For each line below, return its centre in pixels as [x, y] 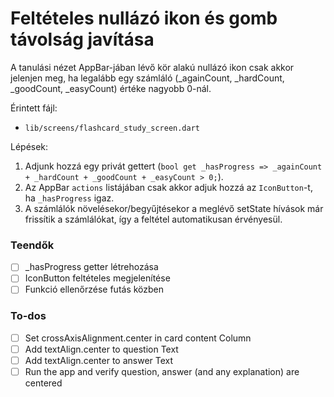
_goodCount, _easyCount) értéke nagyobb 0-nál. [111, 88]
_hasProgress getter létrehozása [91, 267]
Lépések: [29, 146]
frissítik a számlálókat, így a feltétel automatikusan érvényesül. [153, 219]
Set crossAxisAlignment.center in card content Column [138, 338]
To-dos [28, 316]
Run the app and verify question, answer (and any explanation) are [162, 371]
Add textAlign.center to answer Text [99, 360]
